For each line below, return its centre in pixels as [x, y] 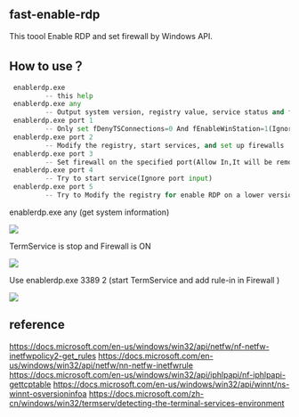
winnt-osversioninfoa [48, 393]
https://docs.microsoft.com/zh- [146, 393]
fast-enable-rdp [55, 15]
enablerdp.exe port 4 [53, 170]
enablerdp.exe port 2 [53, 137]
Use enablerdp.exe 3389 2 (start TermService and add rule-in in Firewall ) [145, 280]
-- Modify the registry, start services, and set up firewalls [165, 145]
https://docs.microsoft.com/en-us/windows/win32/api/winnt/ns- [171, 384]
